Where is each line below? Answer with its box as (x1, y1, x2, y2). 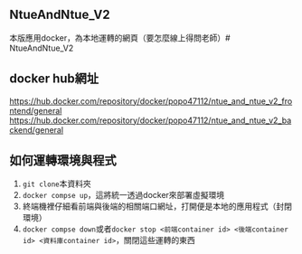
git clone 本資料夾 (22, 178, 92, 189)
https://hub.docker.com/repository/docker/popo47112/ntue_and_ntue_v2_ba (9, 115, 292, 126)
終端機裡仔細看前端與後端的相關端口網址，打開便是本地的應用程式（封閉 (22, 201, 292, 212)
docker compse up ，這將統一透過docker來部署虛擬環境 (22, 190, 225, 201)
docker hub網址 (9, 71, 99, 87)
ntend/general (9, 105, 62, 116)
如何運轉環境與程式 (9, 153, 117, 168)
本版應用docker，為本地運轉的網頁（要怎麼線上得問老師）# (9, 32, 231, 43)
